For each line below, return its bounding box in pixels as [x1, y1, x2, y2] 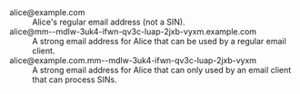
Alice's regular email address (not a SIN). [32, 16, 185, 27]
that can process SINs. [32, 74, 118, 85]
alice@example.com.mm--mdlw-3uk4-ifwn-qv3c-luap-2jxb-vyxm [9, 55, 257, 65]
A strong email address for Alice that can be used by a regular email [32, 36, 286, 46]
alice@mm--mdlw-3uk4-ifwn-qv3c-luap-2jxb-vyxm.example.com [9, 26, 257, 37]
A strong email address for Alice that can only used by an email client [32, 65, 292, 75]
